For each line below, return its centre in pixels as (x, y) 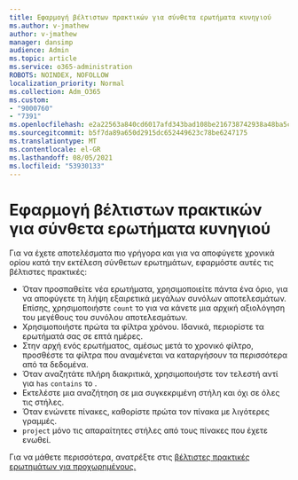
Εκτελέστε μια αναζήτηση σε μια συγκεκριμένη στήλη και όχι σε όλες (151, 393)
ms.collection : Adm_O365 (55, 91)
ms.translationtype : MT (53, 141)
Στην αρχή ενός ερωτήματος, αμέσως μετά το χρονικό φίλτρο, (138, 346)
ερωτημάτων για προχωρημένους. (73, 467)
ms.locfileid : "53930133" (57, 166)
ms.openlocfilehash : (47, 125)
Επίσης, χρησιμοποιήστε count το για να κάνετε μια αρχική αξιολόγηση (153, 308)
